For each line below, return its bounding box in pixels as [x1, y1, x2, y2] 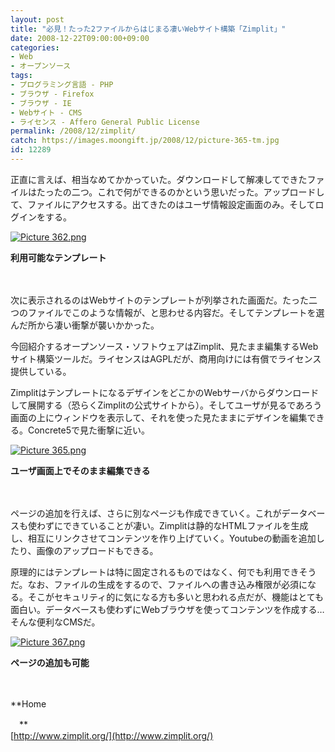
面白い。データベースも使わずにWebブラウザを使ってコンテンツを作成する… [10, 603, 325, 615]
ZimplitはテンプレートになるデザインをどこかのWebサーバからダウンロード [10, 386, 320, 398]
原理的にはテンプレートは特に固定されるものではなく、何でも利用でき [10, 566, 300, 578]
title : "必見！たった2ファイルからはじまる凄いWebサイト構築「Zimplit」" [10, 24, 287, 34]
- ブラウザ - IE [10, 98, 72, 108]
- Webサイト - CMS [10, 107, 83, 118]
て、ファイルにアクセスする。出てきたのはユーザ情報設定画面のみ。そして [10, 198, 316, 210]
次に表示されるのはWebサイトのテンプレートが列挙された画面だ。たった [10, 294, 309, 306]
